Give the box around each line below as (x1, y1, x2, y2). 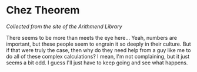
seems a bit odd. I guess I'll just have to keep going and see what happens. (6, 59, 188, 66)
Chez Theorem (6, 4, 80, 17)
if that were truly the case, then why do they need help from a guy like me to (6, 46, 191, 53)
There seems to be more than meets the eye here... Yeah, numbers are (6, 34, 178, 41)
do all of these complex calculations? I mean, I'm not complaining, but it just (6, 53, 190, 60)
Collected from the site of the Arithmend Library (6, 23, 122, 30)
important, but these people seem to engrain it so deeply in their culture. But (6, 40, 191, 47)
